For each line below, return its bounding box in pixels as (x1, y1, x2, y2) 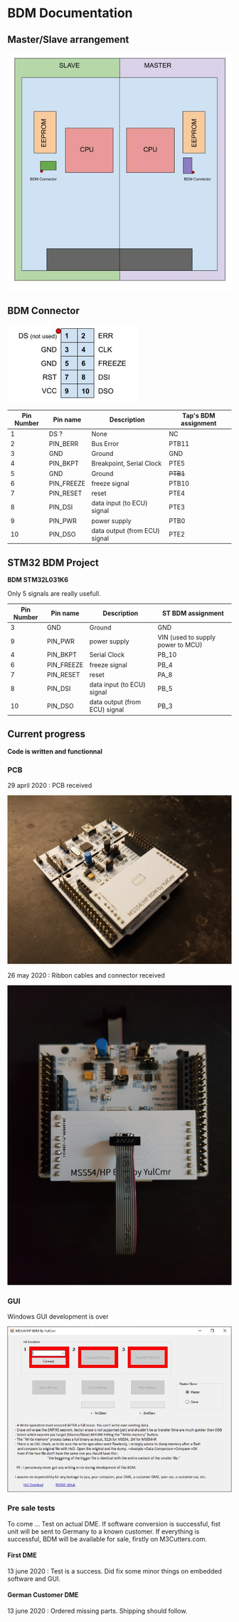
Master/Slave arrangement (7, 34, 129, 46)
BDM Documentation (7, 5, 133, 21)
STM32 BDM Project (7, 557, 100, 569)
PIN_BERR (48, 439, 79, 447)
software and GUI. (7, 1574, 61, 1583)
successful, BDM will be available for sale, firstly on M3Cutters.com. (7, 1534, 208, 1543)
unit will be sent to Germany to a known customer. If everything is (7, 1527, 200, 1536)
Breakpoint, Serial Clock (91, 459, 162, 468)
